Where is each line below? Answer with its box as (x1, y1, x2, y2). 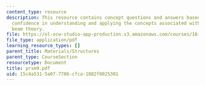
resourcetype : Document (6, 59, 67, 65)
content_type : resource (6, 8, 67, 15)
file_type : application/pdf (6, 37, 78, 43)
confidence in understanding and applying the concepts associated (12, 20, 187, 26)
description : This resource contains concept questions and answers (6, 15, 184, 21)
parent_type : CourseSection (6, 54, 78, 60)
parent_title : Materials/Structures (6, 48, 99, 55)
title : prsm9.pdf (6, 65, 51, 71)
